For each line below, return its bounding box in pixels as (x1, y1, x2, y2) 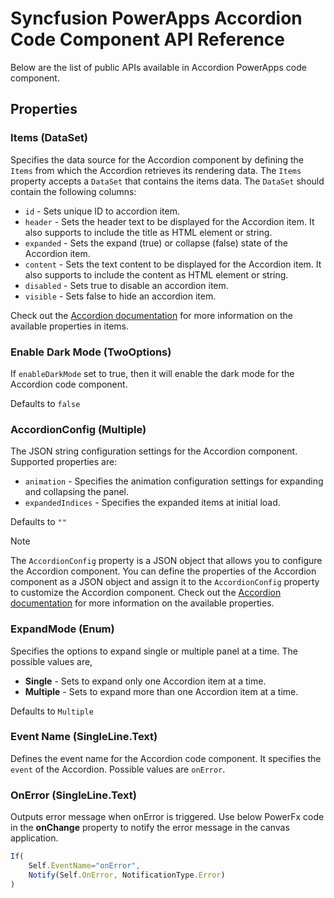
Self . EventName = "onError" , (28, 860, 141, 871)
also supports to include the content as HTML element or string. (24, 268, 289, 281)
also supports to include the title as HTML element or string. (24, 226, 273, 238)
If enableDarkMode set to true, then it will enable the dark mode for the (10, 367, 295, 379)
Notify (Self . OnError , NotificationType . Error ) (28, 870, 226, 880)
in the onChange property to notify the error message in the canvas (10, 822, 290, 834)
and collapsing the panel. (24, 486, 130, 498)
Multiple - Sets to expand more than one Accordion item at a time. (24, 685, 299, 697)
